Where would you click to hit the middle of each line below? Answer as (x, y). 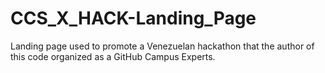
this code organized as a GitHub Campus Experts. (113, 56)
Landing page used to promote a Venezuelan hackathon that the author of (162, 46)
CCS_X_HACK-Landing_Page (133, 18)
